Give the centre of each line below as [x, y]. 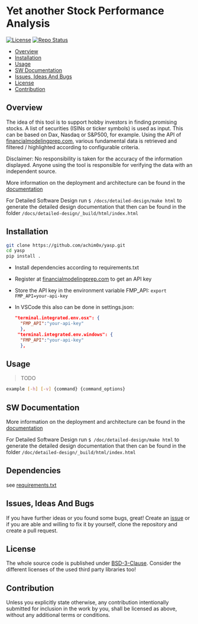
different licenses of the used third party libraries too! [71, 570]
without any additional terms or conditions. [58, 615]
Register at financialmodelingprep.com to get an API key [83, 279]
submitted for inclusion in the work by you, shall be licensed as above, [92, 609]
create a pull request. [32, 530]
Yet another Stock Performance [85, 11]
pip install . [24, 256]
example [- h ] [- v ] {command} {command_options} [66, 389]
